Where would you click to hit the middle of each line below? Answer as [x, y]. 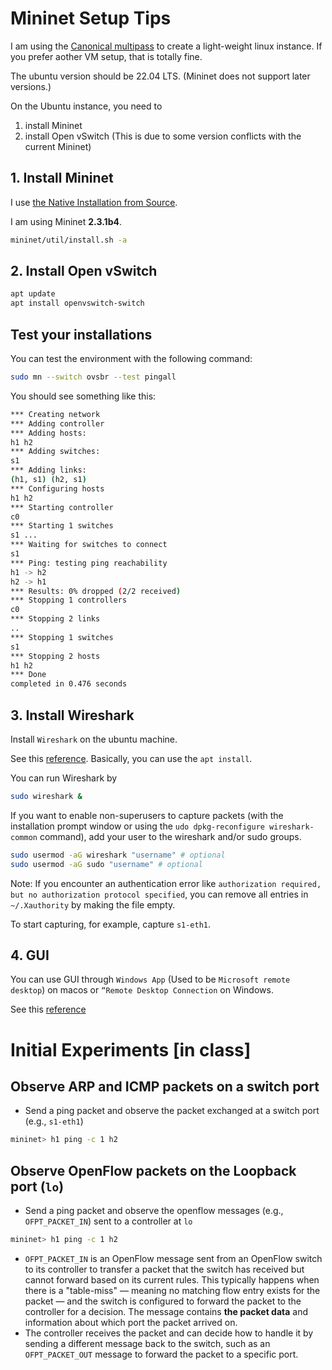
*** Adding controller [57, 423]
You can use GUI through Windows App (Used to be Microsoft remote [150, 979]
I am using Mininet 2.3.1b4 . [66, 221]
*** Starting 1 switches [62, 526]
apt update [33, 294]
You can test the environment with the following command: [131, 358]
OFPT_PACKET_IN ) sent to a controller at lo [108, 1221]
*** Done [28, 675]
